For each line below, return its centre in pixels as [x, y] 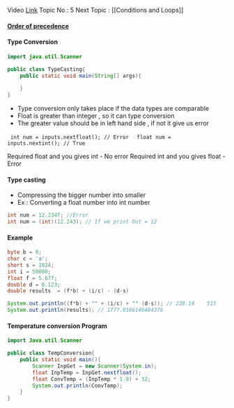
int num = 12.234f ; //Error [48, 215]
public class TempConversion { [51, 353]
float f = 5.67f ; [32, 278]
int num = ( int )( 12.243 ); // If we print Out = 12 [82, 222]
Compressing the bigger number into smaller [81, 195]
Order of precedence [38, 26]
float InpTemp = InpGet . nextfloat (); [87, 372]
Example [20, 237]
